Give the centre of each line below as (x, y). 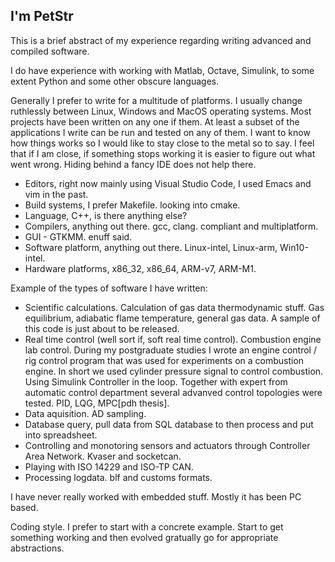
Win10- (294, 247)
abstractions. (37, 548)
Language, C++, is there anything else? (106, 215)
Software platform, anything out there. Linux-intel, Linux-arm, (151, 247)
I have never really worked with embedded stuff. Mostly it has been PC (156, 496)
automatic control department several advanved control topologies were (173, 392)
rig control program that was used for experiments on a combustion (164, 360)
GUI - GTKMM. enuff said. (78, 236)
